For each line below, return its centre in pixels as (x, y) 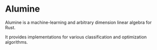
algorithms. (16, 42)
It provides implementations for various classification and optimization (76, 37)
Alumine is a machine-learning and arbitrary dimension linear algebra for (78, 22)
